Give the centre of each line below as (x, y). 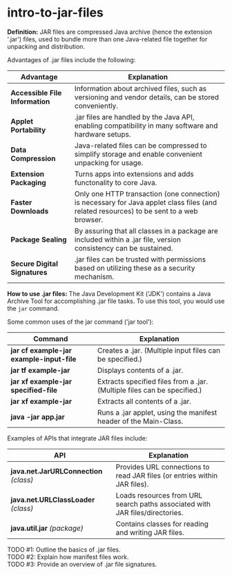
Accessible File (36, 92)
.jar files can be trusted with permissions (140, 259)
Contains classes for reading (162, 524)
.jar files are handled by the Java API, (135, 117)
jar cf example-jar (41, 350)
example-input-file (43, 359)
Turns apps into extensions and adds (135, 174)
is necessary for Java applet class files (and (146, 202)
